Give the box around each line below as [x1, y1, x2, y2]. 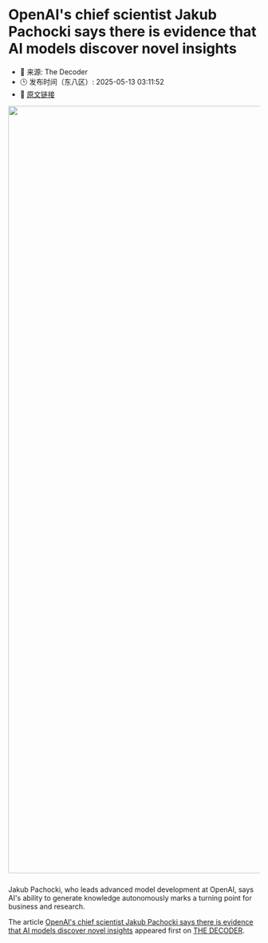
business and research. [8, 901, 85, 911]
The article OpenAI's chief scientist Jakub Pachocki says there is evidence [8, 917, 254, 926]
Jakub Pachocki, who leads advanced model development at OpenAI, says [8, 885, 254, 894]
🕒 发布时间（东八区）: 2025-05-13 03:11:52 [19, 77, 165, 86]
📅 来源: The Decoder [19, 66, 88, 77]
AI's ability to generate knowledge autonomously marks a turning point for [8, 893, 253, 902]
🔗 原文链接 [19, 90, 55, 99]
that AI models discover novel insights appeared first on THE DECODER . [8, 925, 245, 935]
